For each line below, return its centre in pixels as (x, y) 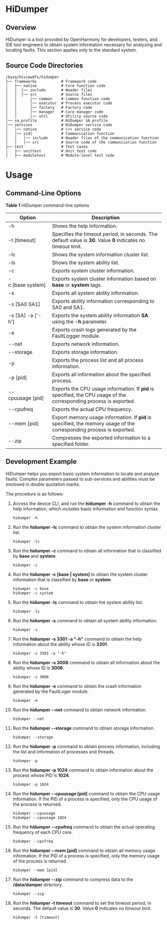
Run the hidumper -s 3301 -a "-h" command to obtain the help (77, 639)
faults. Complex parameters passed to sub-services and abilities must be (80, 479)
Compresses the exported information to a (101, 437)
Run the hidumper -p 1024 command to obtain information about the (83, 770)
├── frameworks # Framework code (51, 81)
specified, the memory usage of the (93, 423)
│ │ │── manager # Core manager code (55, 112)
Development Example (41, 462)
